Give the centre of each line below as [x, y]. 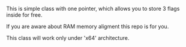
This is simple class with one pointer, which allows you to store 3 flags [93, 9]
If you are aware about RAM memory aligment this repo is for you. [88, 26]
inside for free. [25, 15]
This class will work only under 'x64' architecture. [68, 38]
